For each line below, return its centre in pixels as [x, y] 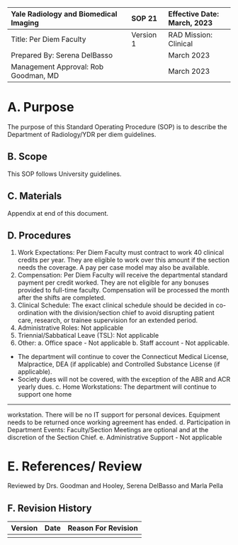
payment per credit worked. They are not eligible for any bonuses [113, 282]
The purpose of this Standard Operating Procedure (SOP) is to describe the [117, 126]
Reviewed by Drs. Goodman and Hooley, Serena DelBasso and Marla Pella [115, 486]
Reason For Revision [103, 528]
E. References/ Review [75, 466]
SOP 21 [144, 18]
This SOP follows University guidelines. [64, 174]
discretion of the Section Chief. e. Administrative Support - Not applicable [115, 437]
